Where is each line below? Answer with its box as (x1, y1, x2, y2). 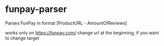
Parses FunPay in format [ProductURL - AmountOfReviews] (5, 20, 127, 26)
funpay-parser (5, 3, 67, 15)
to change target (5, 35, 39, 41)
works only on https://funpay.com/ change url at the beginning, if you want (5, 29, 160, 35)
